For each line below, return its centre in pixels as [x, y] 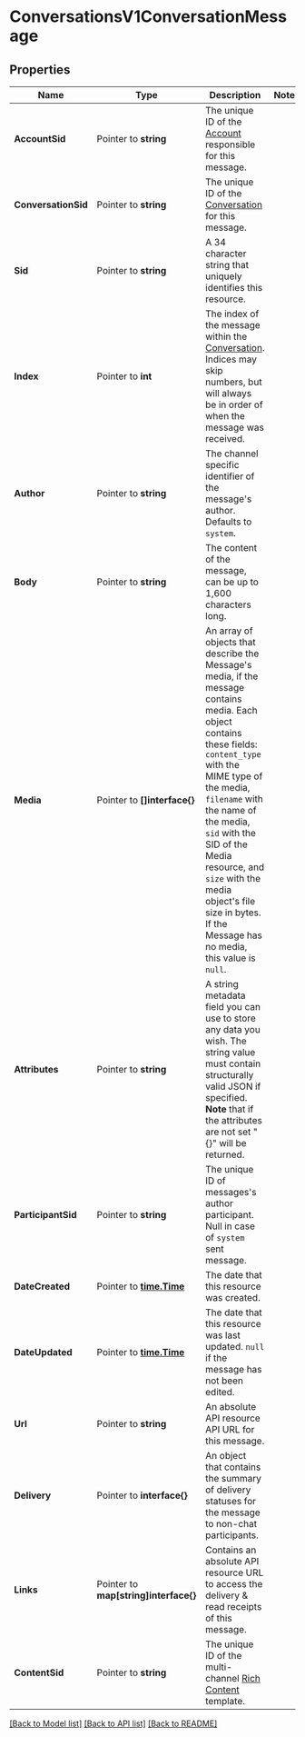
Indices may [231, 359]
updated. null [235, 1347]
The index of [232, 314]
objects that [231, 642]
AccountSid [40, 139]
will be [233, 1143]
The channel [232, 454]
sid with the [231, 833]
